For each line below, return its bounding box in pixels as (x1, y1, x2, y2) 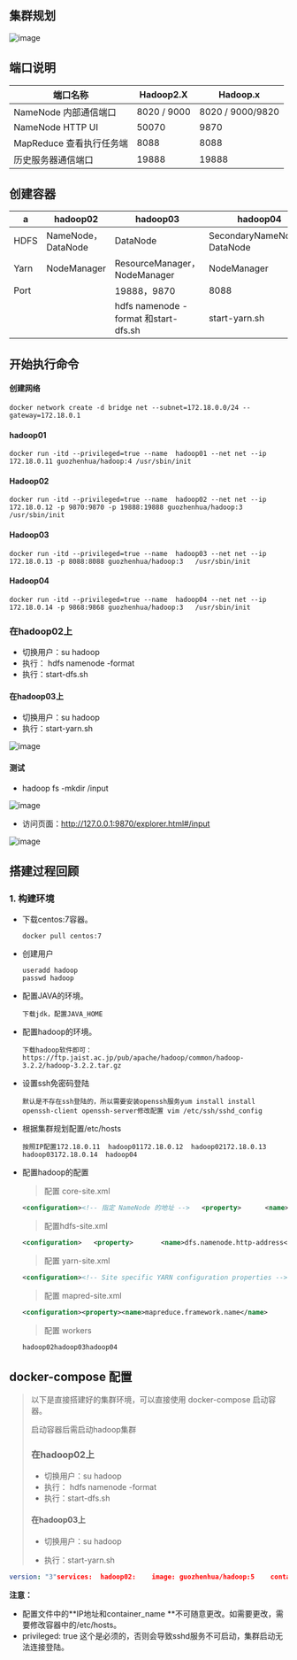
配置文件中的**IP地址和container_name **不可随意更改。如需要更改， (21, 1608, 277, 1618)
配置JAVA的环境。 (21, 991, 88, 1001)
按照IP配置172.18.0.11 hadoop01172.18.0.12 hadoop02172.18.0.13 (21, 1143, 267, 1152)
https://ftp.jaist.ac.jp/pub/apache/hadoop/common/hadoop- (21, 1054, 245, 1062)
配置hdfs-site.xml (43, 1221, 108, 1231)
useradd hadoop (21, 966, 79, 976)
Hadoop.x (218, 88, 261, 100)
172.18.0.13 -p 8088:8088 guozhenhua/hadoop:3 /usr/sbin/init (9, 557, 251, 566)
